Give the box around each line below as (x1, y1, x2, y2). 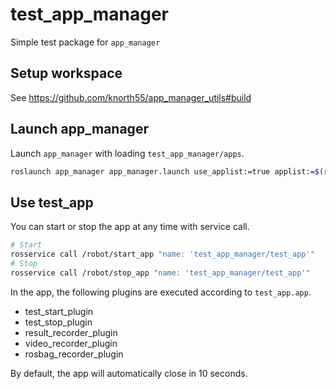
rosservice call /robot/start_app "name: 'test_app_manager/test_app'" (10, 249, 315, 260)
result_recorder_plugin (24, 326, 118, 338)
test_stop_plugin (24, 316, 93, 328)
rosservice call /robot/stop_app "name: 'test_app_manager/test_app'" (10, 268, 311, 278)
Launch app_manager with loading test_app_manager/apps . (10, 147, 245, 159)
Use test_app (10, 194, 94, 211)
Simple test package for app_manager (10, 36, 161, 48)
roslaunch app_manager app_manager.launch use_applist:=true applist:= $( (10, 166, 325, 177)
